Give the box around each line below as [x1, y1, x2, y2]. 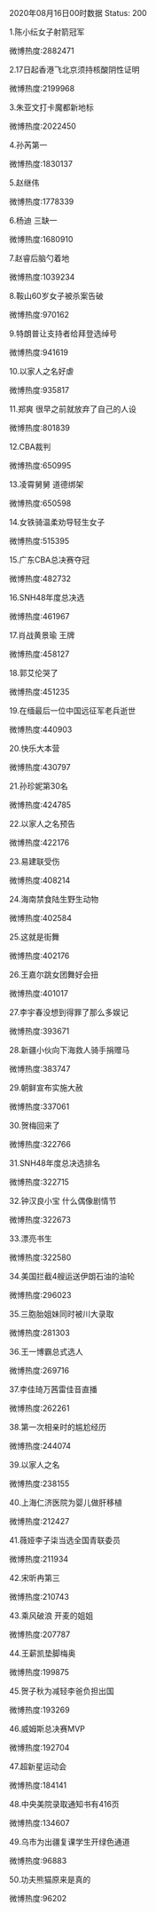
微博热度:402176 [9, 950, 70, 961]
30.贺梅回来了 [9, 1121, 60, 1130]
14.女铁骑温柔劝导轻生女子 [9, 517, 105, 527]
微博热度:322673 [9, 1215, 71, 1224]
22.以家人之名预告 [9, 819, 76, 829]
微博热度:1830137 [9, 159, 74, 169]
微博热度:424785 [9, 799, 72, 810]
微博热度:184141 [9, 1780, 67, 1790]
